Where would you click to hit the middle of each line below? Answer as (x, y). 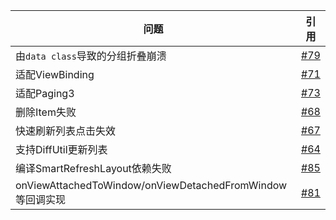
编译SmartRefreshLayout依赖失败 (93, 168)
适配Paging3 (45, 93)
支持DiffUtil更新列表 (61, 149)
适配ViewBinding (55, 74)
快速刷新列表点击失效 (66, 131)
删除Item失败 (46, 112)
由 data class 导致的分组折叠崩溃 (91, 56)
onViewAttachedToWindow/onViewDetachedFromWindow (151, 185)
